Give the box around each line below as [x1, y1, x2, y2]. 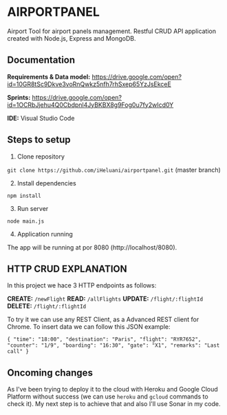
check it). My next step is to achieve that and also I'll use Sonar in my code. [7, 400, 221, 408]
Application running [17, 230, 74, 238]
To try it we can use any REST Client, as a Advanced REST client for [7, 315, 199, 324]
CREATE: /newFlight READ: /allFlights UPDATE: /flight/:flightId [7, 294, 204, 303]
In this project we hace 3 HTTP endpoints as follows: [7, 281, 157, 290]
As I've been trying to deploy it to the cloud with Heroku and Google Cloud [7, 385, 218, 394]
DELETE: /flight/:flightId [7, 302, 87, 310]
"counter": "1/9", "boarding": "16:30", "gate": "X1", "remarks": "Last [7, 342, 220, 349]
